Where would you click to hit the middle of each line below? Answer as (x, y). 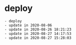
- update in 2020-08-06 (28, 25)
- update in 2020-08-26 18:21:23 (38, 29)
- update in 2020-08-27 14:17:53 (38, 34)
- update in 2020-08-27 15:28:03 (38, 38)
